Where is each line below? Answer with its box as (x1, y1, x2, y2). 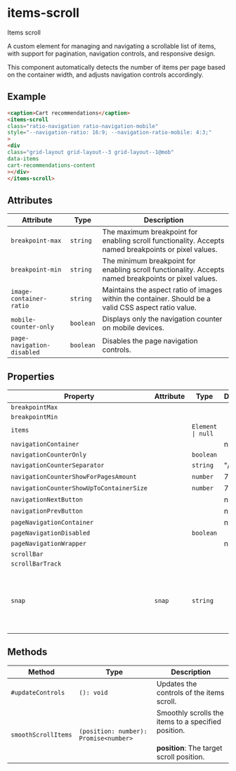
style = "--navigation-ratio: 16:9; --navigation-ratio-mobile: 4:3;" (7, 129, 212, 136)
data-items (7, 155, 39, 163)
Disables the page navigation (102, 336, 198, 346)
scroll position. (156, 751, 205, 761)
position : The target (156, 743, 223, 753)
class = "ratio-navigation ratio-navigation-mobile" (7, 122, 159, 129)
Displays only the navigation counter (102, 314, 223, 324)
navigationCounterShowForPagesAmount (11, 473, 137, 480)
